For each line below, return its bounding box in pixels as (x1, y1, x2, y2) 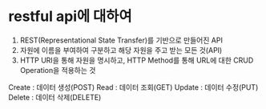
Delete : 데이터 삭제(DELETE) (8, 92, 102, 102)
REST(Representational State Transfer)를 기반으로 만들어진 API (19, 35, 223, 45)
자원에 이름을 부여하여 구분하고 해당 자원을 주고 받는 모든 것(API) (19, 45, 223, 54)
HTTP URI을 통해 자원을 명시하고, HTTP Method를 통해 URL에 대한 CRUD (19, 55, 254, 65)
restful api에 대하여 (8, 7, 132, 26)
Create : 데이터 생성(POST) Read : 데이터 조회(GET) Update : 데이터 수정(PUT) (8, 82, 259, 92)
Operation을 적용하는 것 (19, 65, 96, 75)
